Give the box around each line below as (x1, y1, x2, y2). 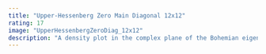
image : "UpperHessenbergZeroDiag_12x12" (8, 26, 144, 34)
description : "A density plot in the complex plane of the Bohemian (8, 33, 239, 42)
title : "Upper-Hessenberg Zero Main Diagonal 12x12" (8, 11, 186, 20)
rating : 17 (8, 19, 44, 27)
